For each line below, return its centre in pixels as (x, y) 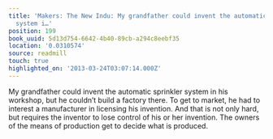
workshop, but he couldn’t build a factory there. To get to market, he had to (134, 100)
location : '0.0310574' (47, 46)
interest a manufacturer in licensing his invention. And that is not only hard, (134, 108)
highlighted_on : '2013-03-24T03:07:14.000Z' (85, 69)
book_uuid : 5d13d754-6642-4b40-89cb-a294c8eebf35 (94, 38)
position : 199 (32, 31)
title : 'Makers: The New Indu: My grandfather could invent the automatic (138, 16)
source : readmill (38, 53)
